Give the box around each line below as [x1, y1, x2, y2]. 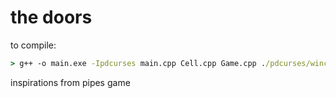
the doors [10, 6, 93, 29]
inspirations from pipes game [10, 76, 131, 88]
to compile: [10, 39, 57, 51]
